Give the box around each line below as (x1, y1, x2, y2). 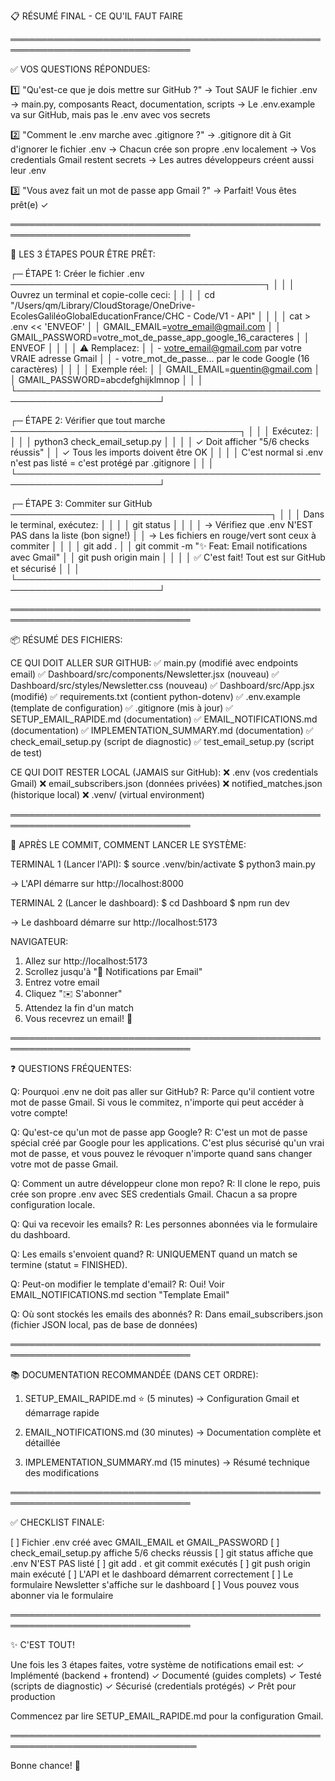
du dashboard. (10, 1229, 71, 1240)
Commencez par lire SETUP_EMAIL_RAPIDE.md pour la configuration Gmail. (10, 1710, 324, 1722)
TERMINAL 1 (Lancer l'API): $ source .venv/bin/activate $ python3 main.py (10, 858, 316, 870)
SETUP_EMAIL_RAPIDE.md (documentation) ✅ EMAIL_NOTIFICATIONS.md (10, 713, 318, 725)
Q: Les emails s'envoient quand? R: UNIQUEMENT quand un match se (10, 1248, 298, 1260)
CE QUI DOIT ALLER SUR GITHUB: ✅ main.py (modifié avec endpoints (10, 657, 299, 669)
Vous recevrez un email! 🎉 (24, 1013, 133, 1024)
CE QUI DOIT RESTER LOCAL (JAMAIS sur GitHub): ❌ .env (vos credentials (10, 766, 319, 778)
